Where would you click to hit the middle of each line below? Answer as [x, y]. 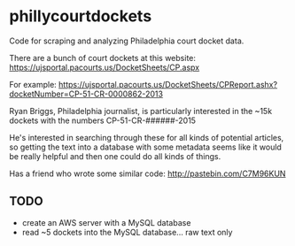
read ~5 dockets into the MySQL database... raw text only [127, 232]
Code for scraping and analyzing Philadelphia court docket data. [127, 41]
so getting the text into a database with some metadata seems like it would [145, 147]
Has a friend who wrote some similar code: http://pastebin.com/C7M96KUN [147, 173]
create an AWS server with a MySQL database [106, 222]
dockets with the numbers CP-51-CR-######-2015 [103, 120]
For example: [33, 84]
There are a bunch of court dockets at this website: [103, 58]
